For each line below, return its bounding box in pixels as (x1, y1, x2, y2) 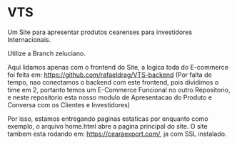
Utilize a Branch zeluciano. (7, 49, 86, 58)
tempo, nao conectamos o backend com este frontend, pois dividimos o (7, 77, 219, 86)
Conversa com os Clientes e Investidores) (7, 100, 131, 109)
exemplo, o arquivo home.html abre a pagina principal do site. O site (7, 122, 208, 130)
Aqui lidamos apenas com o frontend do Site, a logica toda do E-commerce (7, 63, 228, 71)
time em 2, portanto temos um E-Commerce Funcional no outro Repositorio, (7, 85, 231, 94)
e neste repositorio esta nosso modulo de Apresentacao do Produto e (7, 93, 213, 102)
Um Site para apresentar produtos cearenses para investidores (7, 28, 193, 36)
